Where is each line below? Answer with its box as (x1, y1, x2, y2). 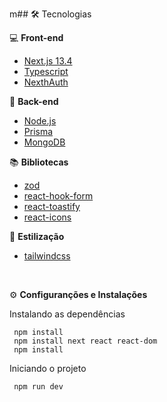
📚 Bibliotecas (9, 156, 69, 168)
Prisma (23, 126, 54, 137)
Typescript (23, 66, 69, 77)
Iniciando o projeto (9, 363, 87, 374)
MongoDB (23, 136, 66, 148)
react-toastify (23, 201, 81, 212)
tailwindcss (23, 250, 71, 262)
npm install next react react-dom (13, 336, 158, 346)
